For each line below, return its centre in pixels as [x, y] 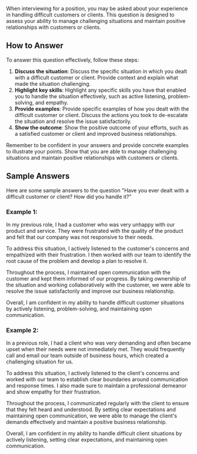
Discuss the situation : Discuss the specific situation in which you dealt [101, 71]
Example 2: [22, 330]
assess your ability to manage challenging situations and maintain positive [96, 21]
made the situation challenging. [53, 84]
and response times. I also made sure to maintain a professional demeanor [96, 386]
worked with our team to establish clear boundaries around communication [97, 379]
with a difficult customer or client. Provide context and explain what [96, 77]
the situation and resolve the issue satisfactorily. [73, 121]
